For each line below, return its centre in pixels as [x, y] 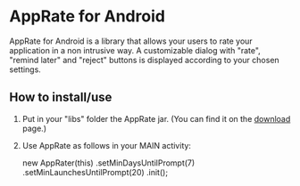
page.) [34, 128]
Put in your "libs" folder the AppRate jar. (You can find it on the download [156, 118]
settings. [25, 69]
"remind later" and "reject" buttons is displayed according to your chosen [144, 60]
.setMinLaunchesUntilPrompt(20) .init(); [95, 172]
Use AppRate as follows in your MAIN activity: [107, 145]
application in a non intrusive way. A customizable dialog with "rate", [135, 50]
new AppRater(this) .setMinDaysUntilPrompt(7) [108, 163]
